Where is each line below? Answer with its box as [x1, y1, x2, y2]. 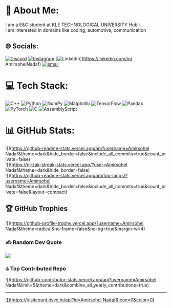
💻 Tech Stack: [5, 79, 69, 91]
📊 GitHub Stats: [5, 125, 75, 136]
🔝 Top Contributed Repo [5, 265, 67, 272]
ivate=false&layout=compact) [5, 189, 68, 195]
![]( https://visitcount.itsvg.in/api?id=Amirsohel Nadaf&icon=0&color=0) [5, 297, 155, 303]
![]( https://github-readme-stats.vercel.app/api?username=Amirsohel [5, 145, 149, 151]
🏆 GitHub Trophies [5, 204, 68, 213]
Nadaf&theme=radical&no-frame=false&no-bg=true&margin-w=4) [5, 225, 145, 232]
